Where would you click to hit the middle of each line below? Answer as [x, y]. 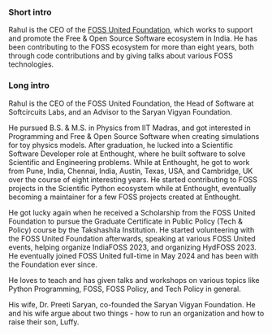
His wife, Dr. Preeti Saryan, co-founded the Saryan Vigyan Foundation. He [132, 304]
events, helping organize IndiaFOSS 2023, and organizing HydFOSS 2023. [133, 247]
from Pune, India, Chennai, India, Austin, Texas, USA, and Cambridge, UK [131, 171]
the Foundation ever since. [53, 264]
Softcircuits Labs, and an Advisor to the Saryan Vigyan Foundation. [121, 111]
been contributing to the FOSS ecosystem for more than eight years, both [131, 47]
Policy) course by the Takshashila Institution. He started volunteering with [132, 229]
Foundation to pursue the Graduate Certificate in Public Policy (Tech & [126, 221]
